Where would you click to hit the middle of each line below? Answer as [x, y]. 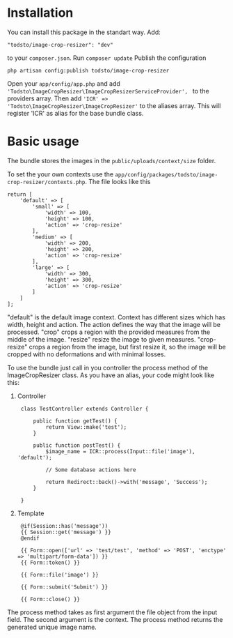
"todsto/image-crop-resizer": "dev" [60, 45]
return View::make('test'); [86, 427]
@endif [30, 538]
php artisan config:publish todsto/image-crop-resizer [88, 70]
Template [31, 513]
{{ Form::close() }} [50, 599]
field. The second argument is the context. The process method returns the [115, 619]
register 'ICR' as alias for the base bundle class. [75, 113]
